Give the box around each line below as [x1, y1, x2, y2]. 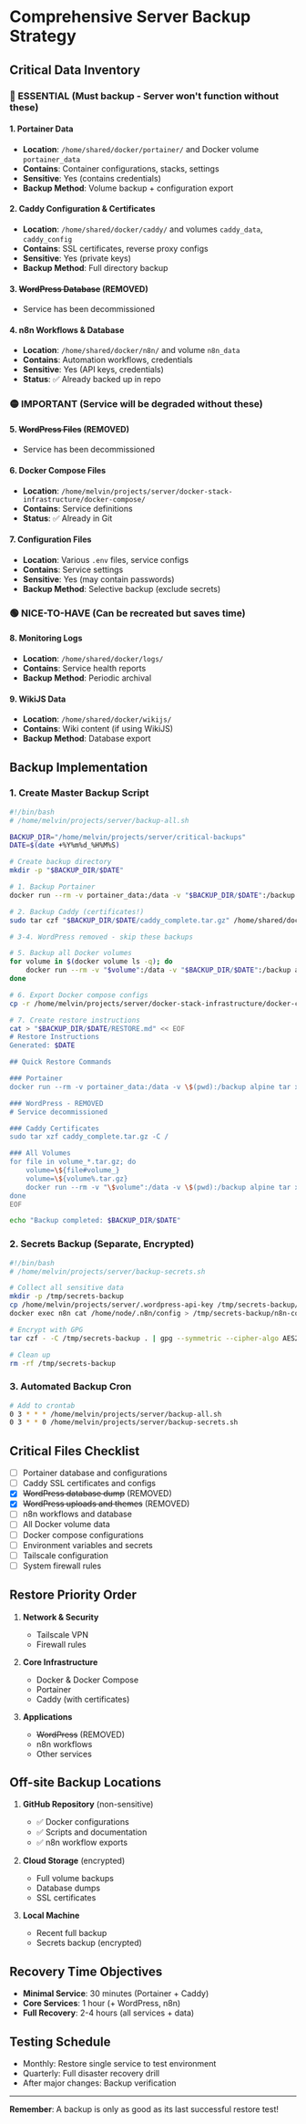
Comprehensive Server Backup [9, 6, 251, 27]
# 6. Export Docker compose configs [9, 990, 148, 1000]
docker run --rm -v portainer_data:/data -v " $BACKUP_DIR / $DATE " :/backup [9, 890, 296, 900]
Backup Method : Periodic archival [22, 672, 152, 683]
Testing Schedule [9, 2034, 111, 2049]
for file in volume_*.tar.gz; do [9, 1157, 137, 1167]
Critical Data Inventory [9, 62, 141, 78]
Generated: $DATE [9, 1041, 76, 1050]
